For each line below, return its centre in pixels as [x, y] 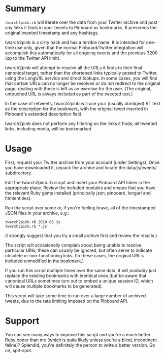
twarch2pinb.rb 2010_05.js [33, 222]
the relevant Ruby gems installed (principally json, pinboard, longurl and [78, 193]
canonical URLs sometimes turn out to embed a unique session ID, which [79, 281]
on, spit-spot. [19, 350]
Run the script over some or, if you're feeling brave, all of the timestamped [81, 207]
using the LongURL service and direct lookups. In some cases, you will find [81, 78]
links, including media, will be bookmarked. [49, 128]
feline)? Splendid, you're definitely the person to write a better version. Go [80, 345]
